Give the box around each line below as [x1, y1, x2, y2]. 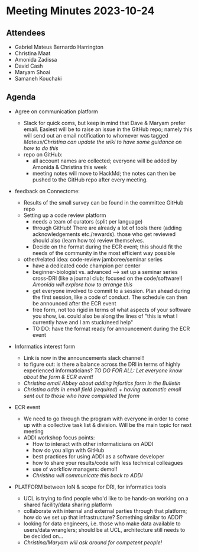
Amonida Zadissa [14, 56, 57, 63]
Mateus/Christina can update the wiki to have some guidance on [23, 138, 182, 145]
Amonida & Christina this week [32, 163, 108, 170]
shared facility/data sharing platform [23, 501, 112, 508]
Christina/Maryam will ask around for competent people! [23, 538, 163, 546]
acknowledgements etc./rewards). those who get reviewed [32, 230, 176, 238]
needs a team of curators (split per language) [32, 218, 143, 225]
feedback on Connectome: [14, 187, 80, 194]
